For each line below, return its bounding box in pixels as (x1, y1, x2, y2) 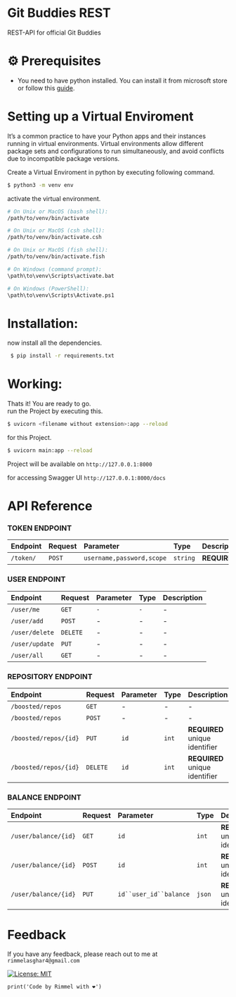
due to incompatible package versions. (7, 154, 120, 163)
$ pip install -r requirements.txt (10, 353, 114, 360)
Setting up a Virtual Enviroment (7, 109, 194, 125)
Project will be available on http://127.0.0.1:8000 (7, 460, 152, 468)
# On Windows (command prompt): (7, 266, 102, 273)
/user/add (11, 617, 44, 625)
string (173, 554, 195, 562)
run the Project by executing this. (7, 407, 103, 415)
